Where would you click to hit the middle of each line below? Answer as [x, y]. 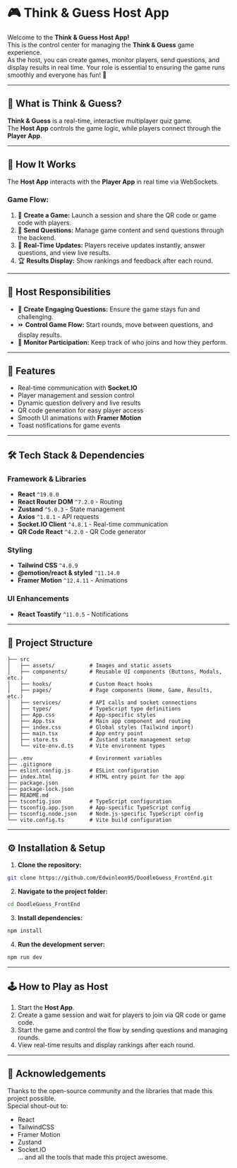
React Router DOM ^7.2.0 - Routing [70, 502]
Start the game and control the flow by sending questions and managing [122, 1030]
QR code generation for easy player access [80, 410]
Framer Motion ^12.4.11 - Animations [73, 580]
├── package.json [33, 783]
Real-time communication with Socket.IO [77, 388]
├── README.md [28, 795]
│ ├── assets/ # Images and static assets [90, 665]
